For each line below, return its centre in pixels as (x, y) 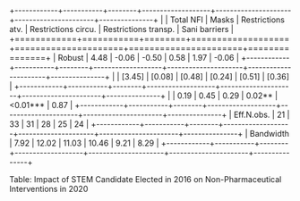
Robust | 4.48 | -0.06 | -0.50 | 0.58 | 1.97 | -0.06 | (149, 58)
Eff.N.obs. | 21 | (261, 114)
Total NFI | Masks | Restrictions (227, 20)
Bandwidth (269, 134)
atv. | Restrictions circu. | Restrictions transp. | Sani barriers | (122, 29)
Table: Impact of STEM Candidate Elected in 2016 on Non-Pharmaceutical (146, 179)
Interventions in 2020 (49, 189)
